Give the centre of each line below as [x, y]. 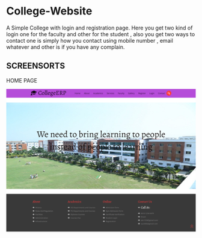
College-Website [49, 11]
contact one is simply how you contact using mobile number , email [90, 40]
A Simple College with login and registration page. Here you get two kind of [99, 28]
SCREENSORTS [35, 66]
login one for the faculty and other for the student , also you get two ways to [101, 34]
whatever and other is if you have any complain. [66, 47]
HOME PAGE [22, 80]
